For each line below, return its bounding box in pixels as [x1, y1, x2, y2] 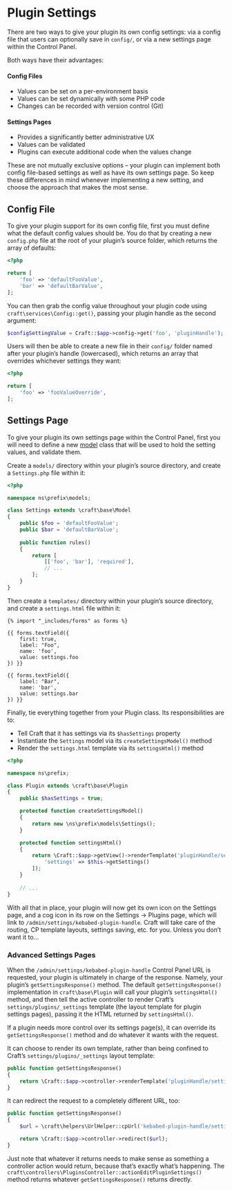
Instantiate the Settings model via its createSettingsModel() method [17, 736, 213, 745]
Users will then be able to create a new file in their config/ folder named [7, 342, 213, 350]
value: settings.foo [19, 653, 79, 660]
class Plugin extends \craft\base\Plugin [7, 782, 128, 789]
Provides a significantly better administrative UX [17, 133, 155, 141]
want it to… [7, 932, 39, 941]
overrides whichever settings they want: [7, 357, 122, 365]
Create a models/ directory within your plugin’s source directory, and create [7, 461, 221, 469]
